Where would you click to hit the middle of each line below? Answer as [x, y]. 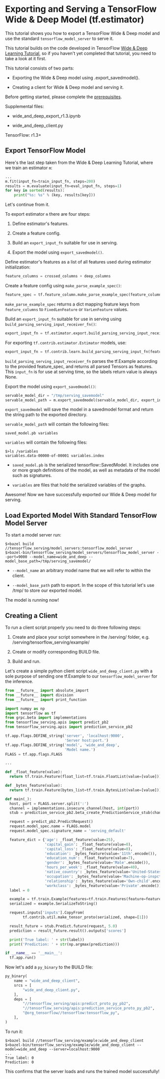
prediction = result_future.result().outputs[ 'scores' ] [68, 931]
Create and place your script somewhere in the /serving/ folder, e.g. [81, 637]
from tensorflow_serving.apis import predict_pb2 [57, 722]
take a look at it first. [26, 58]
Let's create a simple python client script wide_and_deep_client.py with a [79, 671]
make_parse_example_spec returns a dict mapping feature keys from [72, 304]
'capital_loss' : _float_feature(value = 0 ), [89, 849]
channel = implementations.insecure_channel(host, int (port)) [74, 808]
